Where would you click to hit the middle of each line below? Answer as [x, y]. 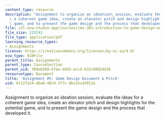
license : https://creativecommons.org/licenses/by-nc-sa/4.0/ [70, 51]
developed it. [18, 113]
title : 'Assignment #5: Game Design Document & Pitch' [62, 79]
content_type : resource [29, 10]
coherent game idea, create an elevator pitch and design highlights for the [80, 102]
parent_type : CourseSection [34, 65]
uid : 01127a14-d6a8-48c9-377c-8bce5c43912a [50, 83]
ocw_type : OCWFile [24, 56]
